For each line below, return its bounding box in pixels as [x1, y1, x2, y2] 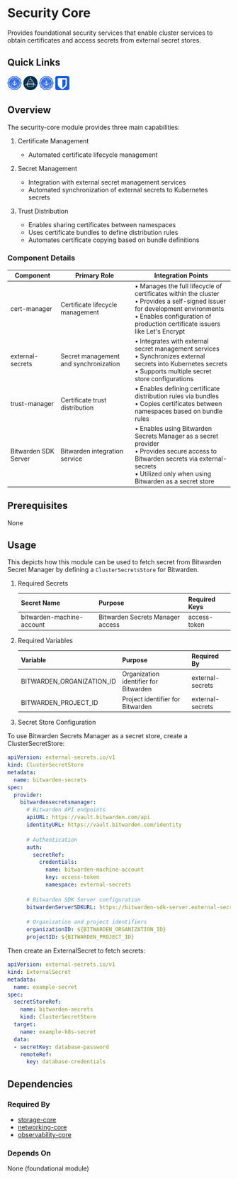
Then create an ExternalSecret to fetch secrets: [7, 946, 146, 955]
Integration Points [154, 271, 208, 280]
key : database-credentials [25, 1058, 106, 1065]
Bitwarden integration [60, 447, 124, 456]
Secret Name [21, 598, 61, 608]
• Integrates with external [134, 336, 209, 345]
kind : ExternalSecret [7, 968, 72, 975]
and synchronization [60, 359, 120, 368]
